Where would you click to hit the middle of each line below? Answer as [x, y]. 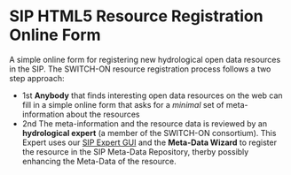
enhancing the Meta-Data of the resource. [99, 161]
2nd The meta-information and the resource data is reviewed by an [145, 123]
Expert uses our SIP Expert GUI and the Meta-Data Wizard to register [149, 142]
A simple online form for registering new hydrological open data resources [145, 59]
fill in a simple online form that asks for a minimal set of [123, 104]
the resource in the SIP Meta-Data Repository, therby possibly [135, 151]
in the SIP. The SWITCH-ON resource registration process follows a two [140, 69]
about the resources [103, 114]
